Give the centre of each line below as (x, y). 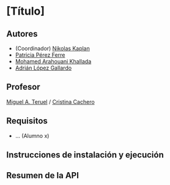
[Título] (25, 11)
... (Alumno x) (32, 136)
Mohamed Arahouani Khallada (53, 61)
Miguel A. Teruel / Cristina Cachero (50, 101)
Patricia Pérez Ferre (40, 55)
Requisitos (27, 121)
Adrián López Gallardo (43, 68)
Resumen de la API (43, 176)
